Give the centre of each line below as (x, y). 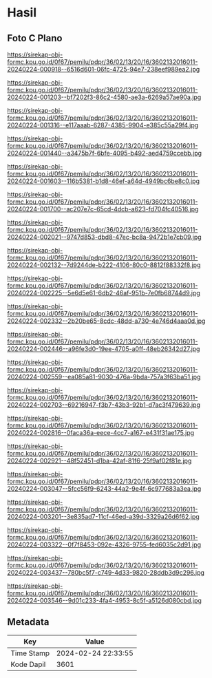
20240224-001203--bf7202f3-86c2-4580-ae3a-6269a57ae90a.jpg (104, 97)
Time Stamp (30, 653)
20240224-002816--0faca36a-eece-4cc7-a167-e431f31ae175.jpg (101, 433)
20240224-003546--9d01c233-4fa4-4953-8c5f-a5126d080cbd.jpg (104, 601)
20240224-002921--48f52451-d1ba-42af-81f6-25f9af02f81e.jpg (99, 460)
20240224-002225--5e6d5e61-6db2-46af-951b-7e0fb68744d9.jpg (104, 293)
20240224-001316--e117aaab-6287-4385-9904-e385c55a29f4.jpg (103, 125)
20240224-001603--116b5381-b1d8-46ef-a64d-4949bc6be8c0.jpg (104, 181)
